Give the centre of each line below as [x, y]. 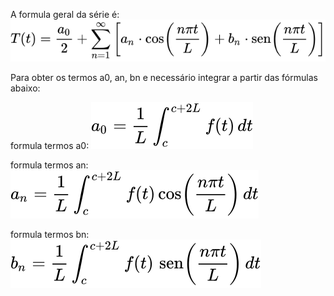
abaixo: [25, 88]
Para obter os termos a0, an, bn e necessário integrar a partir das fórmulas [164, 77]
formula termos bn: [50, 234]
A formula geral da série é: [65, 14]
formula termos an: [49, 165]
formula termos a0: [50, 145]
